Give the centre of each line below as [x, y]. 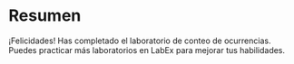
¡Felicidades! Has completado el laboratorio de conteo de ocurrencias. [140, 41]
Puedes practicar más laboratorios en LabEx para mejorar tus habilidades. [147, 50]
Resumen [45, 16]
